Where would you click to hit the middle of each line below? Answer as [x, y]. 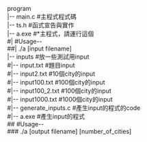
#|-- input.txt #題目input [41, 65]
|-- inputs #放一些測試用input [48, 57]
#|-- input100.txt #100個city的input [56, 82]
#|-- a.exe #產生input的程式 [46, 116]
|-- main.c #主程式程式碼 [42, 16]
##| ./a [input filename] [39, 48]
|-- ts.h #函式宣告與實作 [41, 25]
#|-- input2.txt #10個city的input [51, 74]
